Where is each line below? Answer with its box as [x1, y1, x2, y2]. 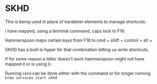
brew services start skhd [5, 75, 57, 80]
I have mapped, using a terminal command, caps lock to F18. [5, 28, 126, 34]
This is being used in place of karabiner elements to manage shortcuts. [5, 19, 146, 24]
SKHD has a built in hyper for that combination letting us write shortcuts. [5, 47, 149, 52]
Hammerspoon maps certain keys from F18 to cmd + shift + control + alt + [5, 37, 153, 43]
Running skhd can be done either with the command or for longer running [5, 70, 151, 76]
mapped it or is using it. [5, 61, 52, 67]
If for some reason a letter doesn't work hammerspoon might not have [5, 56, 145, 61]
